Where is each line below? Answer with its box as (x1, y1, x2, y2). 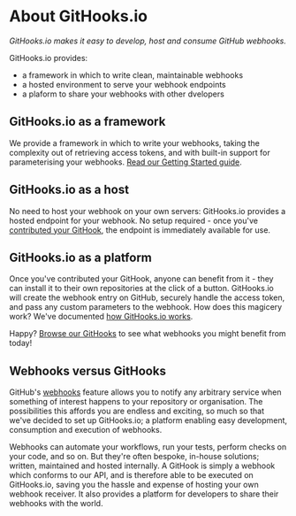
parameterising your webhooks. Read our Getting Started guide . (9, 157, 243, 167)
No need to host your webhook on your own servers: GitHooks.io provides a (9, 205, 286, 216)
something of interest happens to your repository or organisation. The (9, 397, 263, 407)
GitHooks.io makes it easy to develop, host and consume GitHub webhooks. (9, 35, 287, 46)
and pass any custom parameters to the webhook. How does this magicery (9, 302, 283, 312)
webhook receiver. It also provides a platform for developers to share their (9, 489, 279, 499)
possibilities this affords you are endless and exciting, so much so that (9, 405, 265, 417)
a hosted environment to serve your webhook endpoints (21, 79, 227, 89)
